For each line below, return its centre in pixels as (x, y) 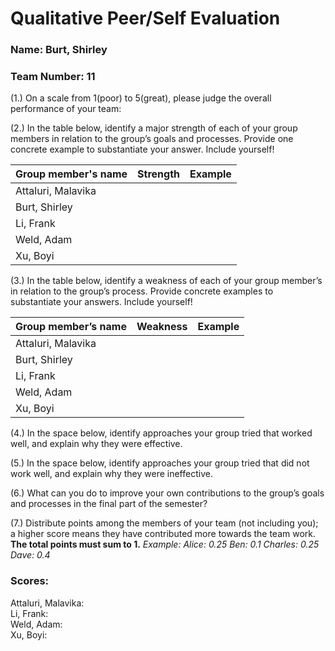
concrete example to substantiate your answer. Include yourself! (142, 149)
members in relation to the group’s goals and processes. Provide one (152, 139)
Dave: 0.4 (30, 555)
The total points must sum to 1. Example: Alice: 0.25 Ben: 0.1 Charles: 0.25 (165, 544)
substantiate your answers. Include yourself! (101, 302)
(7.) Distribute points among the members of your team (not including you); (164, 523)
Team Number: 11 (53, 77)
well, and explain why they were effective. (96, 444)
